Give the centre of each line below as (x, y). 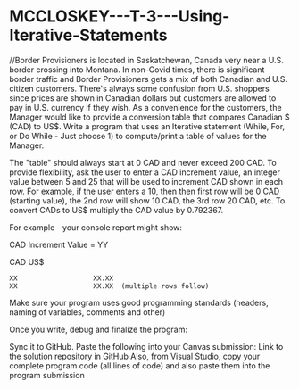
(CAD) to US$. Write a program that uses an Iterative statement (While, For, (147, 126)
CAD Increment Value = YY (59, 244)
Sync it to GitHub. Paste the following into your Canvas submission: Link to (146, 346)
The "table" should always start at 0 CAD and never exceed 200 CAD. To (143, 162)
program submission (47, 375)
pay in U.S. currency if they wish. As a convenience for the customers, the (146, 107)
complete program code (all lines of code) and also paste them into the (140, 365)
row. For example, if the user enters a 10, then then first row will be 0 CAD (145, 191)
